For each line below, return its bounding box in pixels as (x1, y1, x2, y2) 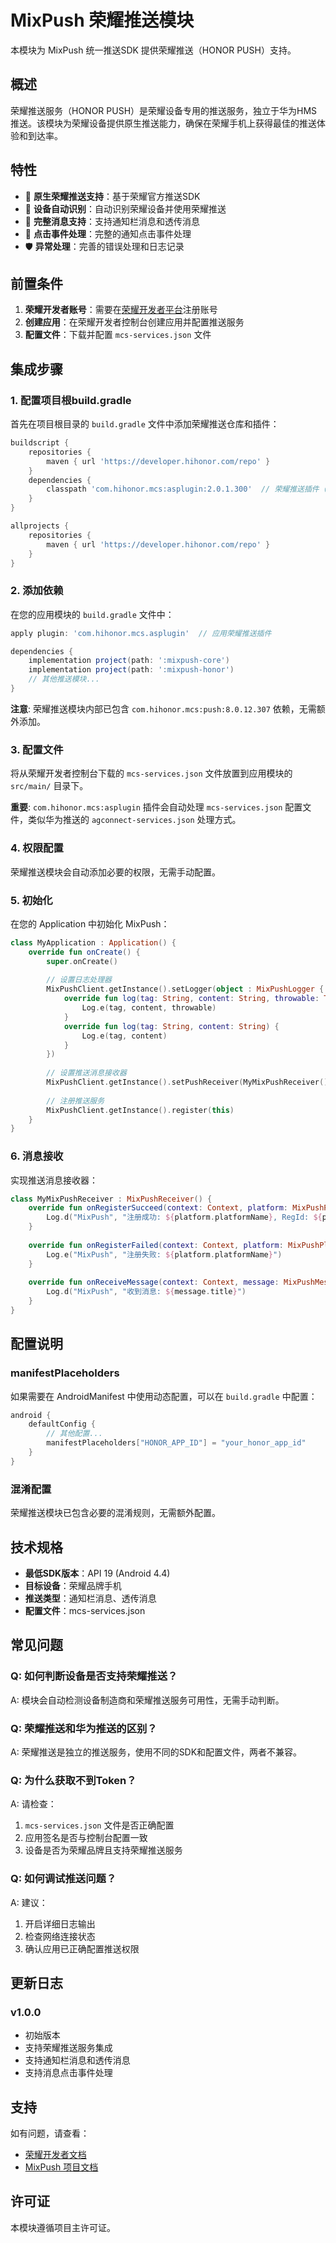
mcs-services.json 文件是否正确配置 (24, 1819, 175, 1831)
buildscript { (10, 438, 70, 448)
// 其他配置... (46, 1429, 103, 1439)
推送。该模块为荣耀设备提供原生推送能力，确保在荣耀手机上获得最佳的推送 (10, 117, 317, 129)
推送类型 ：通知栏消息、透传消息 (24, 1592, 157, 1604)
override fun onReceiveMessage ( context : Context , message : (28, 1277, 280, 1288)
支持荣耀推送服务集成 (24, 2042, 113, 2054)
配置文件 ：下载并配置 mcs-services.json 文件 (24, 329, 212, 341)
